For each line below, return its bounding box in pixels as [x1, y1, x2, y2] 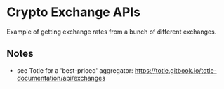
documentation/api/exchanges [16, 74, 106, 82]
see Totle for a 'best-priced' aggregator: [16, 66, 134, 74]
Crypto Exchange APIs [6, 4, 141, 20]
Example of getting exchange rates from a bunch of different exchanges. [6, 27, 217, 36]
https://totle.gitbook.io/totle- [135, 66, 217, 74]
